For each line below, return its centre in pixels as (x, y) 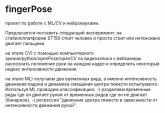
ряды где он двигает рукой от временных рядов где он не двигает (76, 94)
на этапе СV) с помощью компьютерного (49, 53)
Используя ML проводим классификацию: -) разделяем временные (78, 89)
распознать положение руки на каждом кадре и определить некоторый (82, 63)
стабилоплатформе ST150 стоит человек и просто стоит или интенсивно (83, 38)
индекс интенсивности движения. (41, 69)
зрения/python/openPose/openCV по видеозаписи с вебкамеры (73, 58)
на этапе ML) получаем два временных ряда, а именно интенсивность (81, 78)
